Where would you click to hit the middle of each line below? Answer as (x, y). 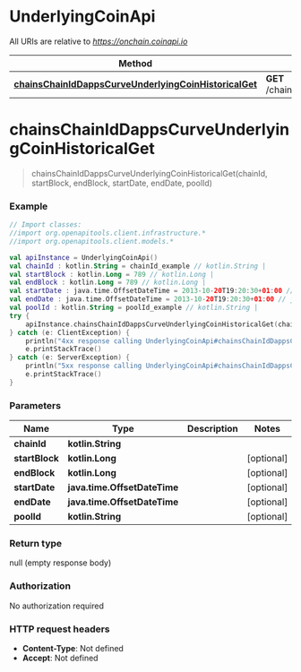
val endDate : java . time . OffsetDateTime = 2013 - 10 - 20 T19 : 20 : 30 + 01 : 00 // (148, 299)
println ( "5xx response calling (84, 366)
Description (213, 429)
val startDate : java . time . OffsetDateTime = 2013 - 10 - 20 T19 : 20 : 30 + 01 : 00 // (152, 291)
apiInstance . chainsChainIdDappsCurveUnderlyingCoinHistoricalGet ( (152, 324)
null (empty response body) (60, 563)
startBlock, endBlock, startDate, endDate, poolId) (122, 183)
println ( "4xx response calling (84, 341)
